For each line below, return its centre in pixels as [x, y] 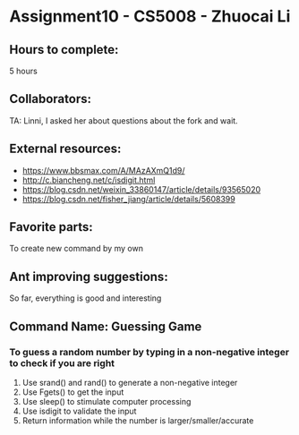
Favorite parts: [51, 227]
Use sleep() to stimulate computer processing [107, 401]
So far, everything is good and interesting [85, 298]
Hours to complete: [64, 50]
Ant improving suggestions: [89, 276]
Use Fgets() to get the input [73, 392]
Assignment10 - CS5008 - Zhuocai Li [150, 17]
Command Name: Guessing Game [106, 326]
